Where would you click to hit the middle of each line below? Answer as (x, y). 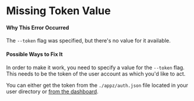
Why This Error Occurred (38, 27)
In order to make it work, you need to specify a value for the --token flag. (96, 67)
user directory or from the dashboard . (53, 91)
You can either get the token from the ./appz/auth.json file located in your (97, 85)
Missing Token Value (58, 11)
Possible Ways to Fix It (35, 54)
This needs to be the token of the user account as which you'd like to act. (96, 74)
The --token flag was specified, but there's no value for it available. (88, 41)
